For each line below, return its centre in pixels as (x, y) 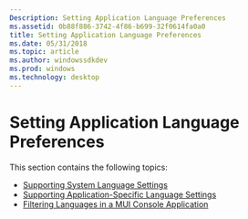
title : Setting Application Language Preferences (106, 35)
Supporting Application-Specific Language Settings (119, 194)
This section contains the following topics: (89, 167)
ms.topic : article (44, 52)
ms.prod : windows (42, 69)
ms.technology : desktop (55, 78)
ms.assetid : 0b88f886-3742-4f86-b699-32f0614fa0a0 (108, 26)
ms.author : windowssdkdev (58, 60)
